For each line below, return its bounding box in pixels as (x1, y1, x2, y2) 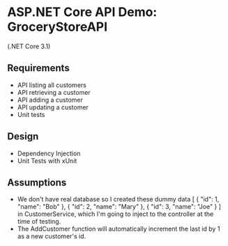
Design (7, 130, 39, 143)
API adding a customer (17, 95, 84, 104)
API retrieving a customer (17, 88, 91, 96)
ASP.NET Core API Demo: (7, 4, 158, 20)
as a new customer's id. (17, 232, 86, 240)
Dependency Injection (17, 149, 81, 157)
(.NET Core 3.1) (7, 42, 51, 50)
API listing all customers (17, 81, 87, 89)
